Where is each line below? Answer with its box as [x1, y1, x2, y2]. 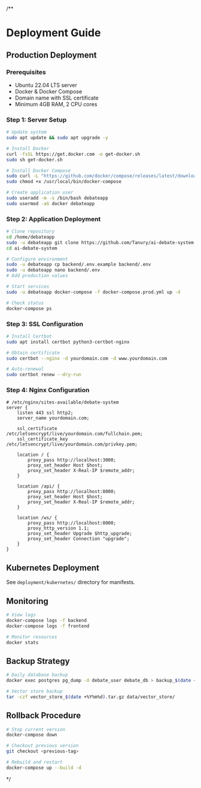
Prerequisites [6, 68, 46, 76]
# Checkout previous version [6, 743, 79, 749]
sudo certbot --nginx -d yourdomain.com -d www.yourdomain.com [6, 355, 167, 362]
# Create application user [6, 190, 74, 196]
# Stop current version [6, 726, 66, 732]
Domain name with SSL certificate [14, 94, 99, 101]
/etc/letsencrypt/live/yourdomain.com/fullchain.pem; [6, 431, 144, 437]
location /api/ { [17, 483, 60, 489]
